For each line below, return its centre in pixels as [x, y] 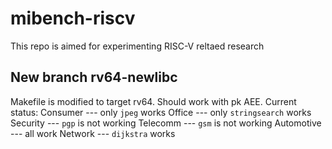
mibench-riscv [73, 18]
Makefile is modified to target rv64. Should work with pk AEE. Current [153, 101]
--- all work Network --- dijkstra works [93, 133]
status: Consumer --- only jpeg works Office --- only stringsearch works [161, 112]
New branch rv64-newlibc [94, 77]
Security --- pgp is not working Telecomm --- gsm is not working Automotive [166, 123]
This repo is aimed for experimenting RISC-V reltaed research [137, 46]
